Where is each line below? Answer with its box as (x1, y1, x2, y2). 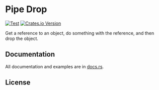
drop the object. (5, 35, 39, 41)
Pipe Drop (5, 4, 47, 15)
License (5, 78, 31, 87)
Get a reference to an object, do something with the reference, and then (5, 30, 154, 36)
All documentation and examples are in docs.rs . (5, 63, 104, 69)
